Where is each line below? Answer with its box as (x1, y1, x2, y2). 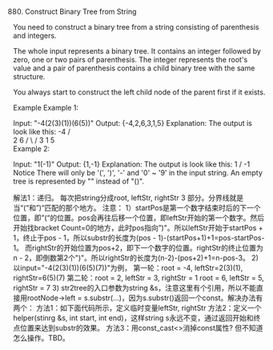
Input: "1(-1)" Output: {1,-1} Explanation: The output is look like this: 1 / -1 (13, 159, 251, 169)
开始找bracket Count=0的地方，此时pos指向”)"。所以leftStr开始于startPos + (13, 223, 263, 232)
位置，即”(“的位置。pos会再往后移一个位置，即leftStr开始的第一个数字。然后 (13, 213, 265, 223)
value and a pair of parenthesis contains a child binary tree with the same (13, 63, 255, 73)
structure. (13, 72, 46, 81)
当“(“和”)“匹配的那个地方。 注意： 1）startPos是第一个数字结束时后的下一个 (13, 203, 261, 212)
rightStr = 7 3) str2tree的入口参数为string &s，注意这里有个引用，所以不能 (13, 284, 257, 292)
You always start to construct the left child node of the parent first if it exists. (13, 87, 266, 97)
